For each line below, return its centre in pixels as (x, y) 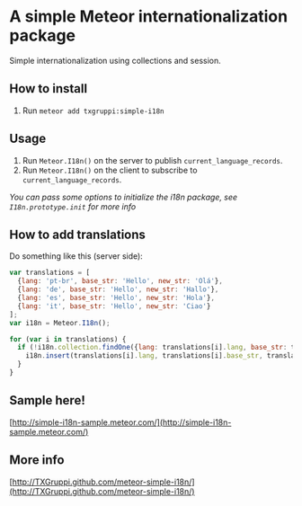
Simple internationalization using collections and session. (115, 60)
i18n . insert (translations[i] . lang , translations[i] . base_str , (144, 356)
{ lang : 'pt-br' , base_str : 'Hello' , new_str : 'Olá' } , (120, 281)
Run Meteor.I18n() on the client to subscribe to (110, 170)
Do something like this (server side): (76, 256)
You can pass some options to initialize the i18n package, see (124, 197)
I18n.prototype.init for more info (73, 206)
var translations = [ (50, 273)
